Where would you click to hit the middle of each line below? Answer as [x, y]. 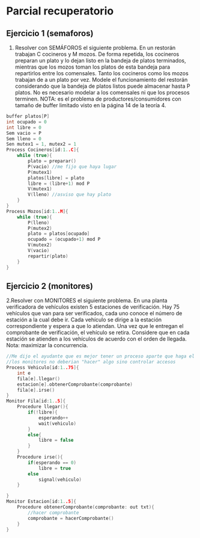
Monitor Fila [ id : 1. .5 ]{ [36, 401]
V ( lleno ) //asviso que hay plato [70, 195]
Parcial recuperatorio [60, 11]
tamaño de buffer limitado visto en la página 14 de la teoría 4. [90, 105]
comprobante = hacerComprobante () [71, 518]
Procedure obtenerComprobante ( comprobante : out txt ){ [86, 507]
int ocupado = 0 [26, 122]
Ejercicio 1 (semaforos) [50, 33]
